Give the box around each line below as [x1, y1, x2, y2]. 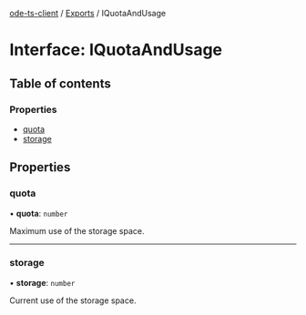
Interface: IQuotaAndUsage [9, 40, 223, 60]
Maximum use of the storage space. [9, 225, 145, 236]
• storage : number [9, 277, 76, 288]
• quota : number [9, 208, 68, 218]
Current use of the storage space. [9, 295, 137, 306]
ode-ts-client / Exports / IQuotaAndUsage [9, 8, 167, 18]
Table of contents [9, 76, 111, 91]
